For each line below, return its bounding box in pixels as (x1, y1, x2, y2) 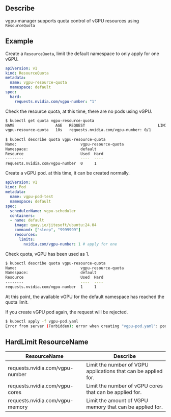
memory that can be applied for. (86, 403, 163, 410)
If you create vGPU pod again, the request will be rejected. (5, 309, 128, 315)
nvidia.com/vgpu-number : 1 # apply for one (23, 241, 117, 247)
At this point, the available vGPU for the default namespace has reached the (5, 293, 164, 300)
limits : (18, 237, 36, 242)
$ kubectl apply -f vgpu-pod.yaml (5, 318, 79, 324)
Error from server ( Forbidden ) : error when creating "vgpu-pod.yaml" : (5, 324, 158, 329)
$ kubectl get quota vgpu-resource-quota (5, 118, 95, 123)
